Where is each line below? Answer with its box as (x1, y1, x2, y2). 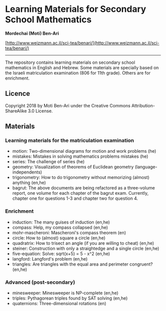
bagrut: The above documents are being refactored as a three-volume (12, 185, 155, 191)
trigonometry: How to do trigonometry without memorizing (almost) (12, 175, 150, 180)
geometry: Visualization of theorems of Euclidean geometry (12, 164, 134, 170)
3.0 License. (28, 108, 53, 114)
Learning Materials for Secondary (5, 3, 147, 15)
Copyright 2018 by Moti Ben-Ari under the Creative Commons (5, 102, 131, 108)
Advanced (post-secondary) (5, 278, 76, 285)
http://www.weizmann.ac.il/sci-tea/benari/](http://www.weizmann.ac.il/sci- (6, 40, 160, 45)
